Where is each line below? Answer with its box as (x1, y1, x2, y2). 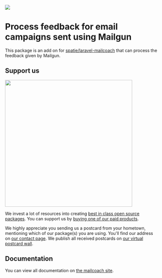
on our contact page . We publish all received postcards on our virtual (5, 235, 144, 241)
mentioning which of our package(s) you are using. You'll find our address (5, 230, 153, 236)
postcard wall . (5, 240, 33, 247)
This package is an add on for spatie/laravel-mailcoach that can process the (5, 47, 158, 53)
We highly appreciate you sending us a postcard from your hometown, (5, 225, 146, 231)
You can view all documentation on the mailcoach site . (5, 267, 114, 273)
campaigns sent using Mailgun (5, 31, 132, 43)
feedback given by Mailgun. (5, 52, 61, 58)
